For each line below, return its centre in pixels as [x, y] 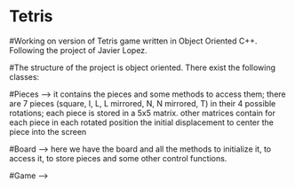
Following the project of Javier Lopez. [79, 50]
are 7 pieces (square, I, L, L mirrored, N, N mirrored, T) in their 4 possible [143, 103]
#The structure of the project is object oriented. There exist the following [143, 67]
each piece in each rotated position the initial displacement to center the [141, 122]
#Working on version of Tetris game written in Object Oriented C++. [133, 41]
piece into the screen [48, 131]
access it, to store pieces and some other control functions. [118, 158]
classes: [24, 76]
